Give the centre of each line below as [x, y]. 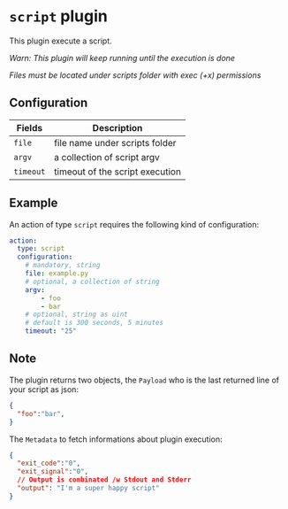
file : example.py [57, 274]
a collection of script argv [107, 157]
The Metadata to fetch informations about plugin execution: [116, 439]
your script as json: [44, 389]
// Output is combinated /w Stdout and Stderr [104, 480]
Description [117, 127]
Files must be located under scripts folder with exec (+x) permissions [135, 75]
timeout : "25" [51, 331]
